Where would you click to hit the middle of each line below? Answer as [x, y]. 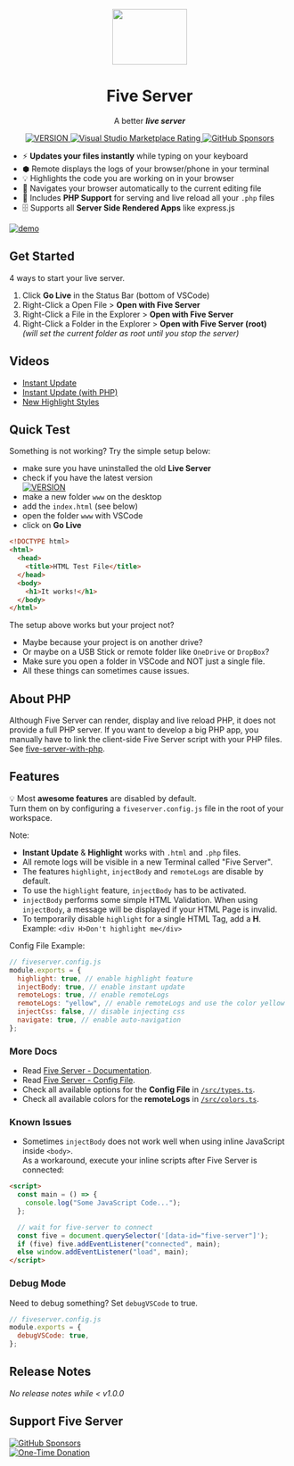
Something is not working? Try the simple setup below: [110, 451]
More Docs [33, 1051]
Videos [29, 361]
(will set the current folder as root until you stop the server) [131, 333]
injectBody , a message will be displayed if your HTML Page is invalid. [150, 909]
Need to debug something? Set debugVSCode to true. [104, 1303]
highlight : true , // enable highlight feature [105, 978]
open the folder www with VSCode [82, 516]
